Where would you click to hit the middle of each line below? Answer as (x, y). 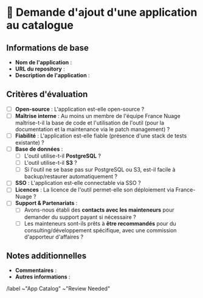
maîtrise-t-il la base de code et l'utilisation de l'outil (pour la (90, 123)
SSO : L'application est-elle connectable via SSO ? (78, 183)
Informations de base (48, 48)
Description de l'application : (52, 75)
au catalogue (40, 25)
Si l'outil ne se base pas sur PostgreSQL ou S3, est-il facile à (100, 170)
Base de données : (39, 149)
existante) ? (29, 143)
